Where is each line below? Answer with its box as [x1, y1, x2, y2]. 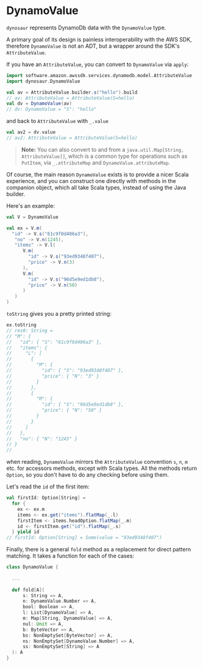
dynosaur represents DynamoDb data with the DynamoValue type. [6, 24, 166, 31]
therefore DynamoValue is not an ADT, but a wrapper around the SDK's [6, 42, 180, 50]
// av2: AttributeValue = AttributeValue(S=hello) [6, 135, 138, 141]
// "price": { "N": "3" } [6, 373, 99, 379]
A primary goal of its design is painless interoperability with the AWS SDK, [6, 35, 192, 43]
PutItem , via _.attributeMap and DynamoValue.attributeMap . [21, 158, 171, 166]
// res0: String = [6, 327, 53, 333]
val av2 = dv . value [6, 129, 56, 135]
